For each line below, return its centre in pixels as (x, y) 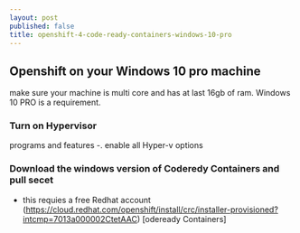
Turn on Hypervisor (53, 126)
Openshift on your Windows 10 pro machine (135, 71)
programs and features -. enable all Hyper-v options (106, 145)
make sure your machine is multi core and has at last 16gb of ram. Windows (150, 93)
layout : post (34, 18)
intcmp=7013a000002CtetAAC (80, 219)
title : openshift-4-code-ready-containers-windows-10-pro (121, 34)
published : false (42, 26)
